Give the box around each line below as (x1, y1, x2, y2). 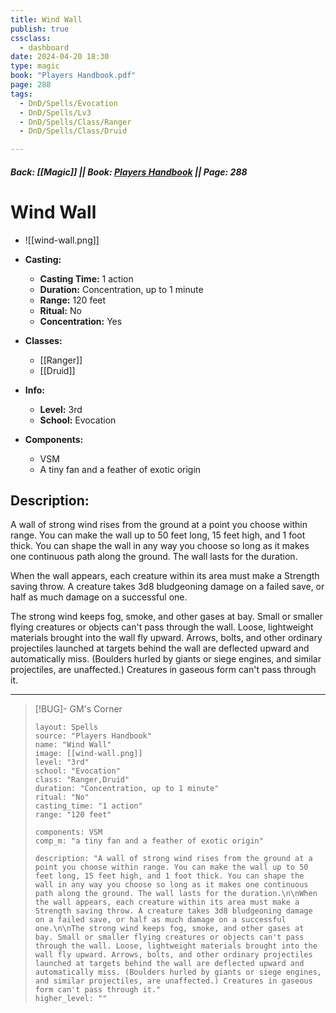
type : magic (10, 61, 60, 71)
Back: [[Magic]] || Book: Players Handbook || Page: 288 (10, 166, 248, 178)
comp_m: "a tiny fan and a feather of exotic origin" (34, 836, 264, 846)
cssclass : (10, 33, 52, 43)
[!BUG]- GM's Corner (34, 703, 123, 715)
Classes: (24, 334, 63, 346)
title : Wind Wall (10, 14, 83, 25)
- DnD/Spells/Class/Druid (19, 126, 128, 136)
